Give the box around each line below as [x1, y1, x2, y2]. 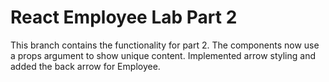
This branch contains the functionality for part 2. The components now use [10, 39, 320, 51]
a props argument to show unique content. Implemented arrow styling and [10, 49, 316, 61]
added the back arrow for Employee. [10, 60, 161, 72]
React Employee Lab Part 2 [10, 6, 238, 29]
